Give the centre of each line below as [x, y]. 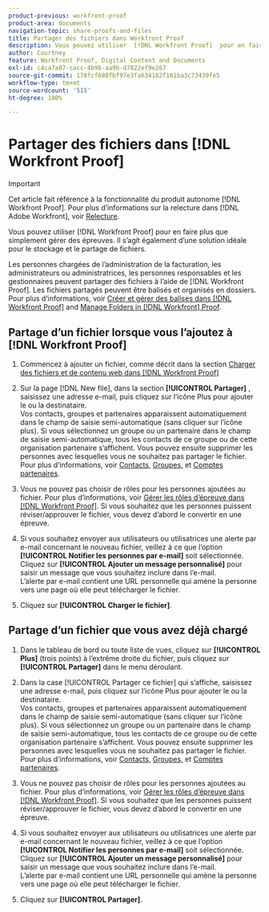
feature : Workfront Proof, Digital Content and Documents [107, 61]
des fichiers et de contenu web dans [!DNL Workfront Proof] [119, 373]
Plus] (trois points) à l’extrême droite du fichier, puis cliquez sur [124, 658]
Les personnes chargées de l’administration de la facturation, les [115, 265]
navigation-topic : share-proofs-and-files [80, 30]
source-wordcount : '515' [50, 90]
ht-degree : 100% [35, 98]
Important [24, 184]
